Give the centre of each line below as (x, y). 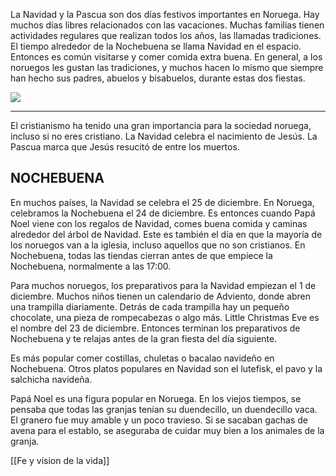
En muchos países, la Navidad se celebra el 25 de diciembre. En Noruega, (162, 202)
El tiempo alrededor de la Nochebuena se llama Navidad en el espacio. (156, 46)
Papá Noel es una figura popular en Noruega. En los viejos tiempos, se (156, 398)
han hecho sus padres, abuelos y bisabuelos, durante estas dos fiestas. (158, 78)
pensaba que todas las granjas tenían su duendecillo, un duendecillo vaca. (164, 409)
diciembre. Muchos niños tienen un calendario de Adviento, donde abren (161, 296)
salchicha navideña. (51, 379)
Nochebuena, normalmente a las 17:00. (91, 266)
